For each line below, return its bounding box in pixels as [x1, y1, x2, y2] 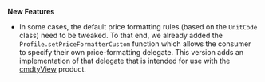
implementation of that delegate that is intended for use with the [18, 56, 231, 65]
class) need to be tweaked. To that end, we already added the [18, 31, 223, 40]
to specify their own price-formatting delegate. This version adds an [18, 48, 244, 57]
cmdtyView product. [18, 64, 87, 74]
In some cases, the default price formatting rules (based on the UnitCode [18, 22, 258, 31]
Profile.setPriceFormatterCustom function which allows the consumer [18, 39, 251, 49]
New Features [7, 7, 55, 16]
